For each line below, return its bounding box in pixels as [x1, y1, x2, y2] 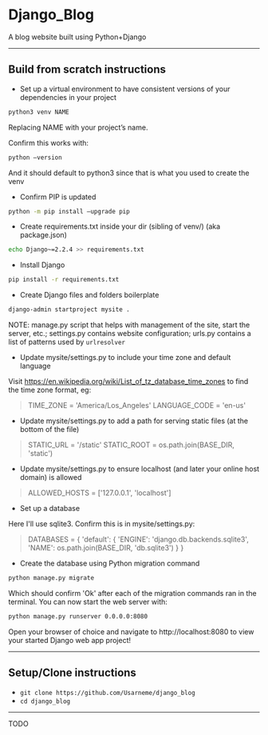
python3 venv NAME [8, 108, 69, 116]
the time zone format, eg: [8, 385, 92, 394]
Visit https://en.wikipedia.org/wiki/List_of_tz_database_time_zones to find [8, 377, 249, 385]
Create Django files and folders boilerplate [19, 290, 160, 300]
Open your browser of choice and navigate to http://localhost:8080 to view [8, 626, 254, 637]
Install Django [19, 260, 65, 270]
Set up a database [19, 504, 81, 513]
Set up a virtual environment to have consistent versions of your [19, 84, 231, 94]
